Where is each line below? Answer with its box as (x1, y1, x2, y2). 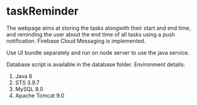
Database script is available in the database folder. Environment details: (6, 61, 185, 68)
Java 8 (15, 72, 32, 80)
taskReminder (6, 4, 79, 18)
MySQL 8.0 (15, 85, 44, 92)
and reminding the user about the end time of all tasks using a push (6, 30, 175, 38)
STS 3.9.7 (15, 79, 40, 86)
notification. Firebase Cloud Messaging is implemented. (6, 37, 146, 44)
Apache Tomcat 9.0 (15, 92, 65, 99)
